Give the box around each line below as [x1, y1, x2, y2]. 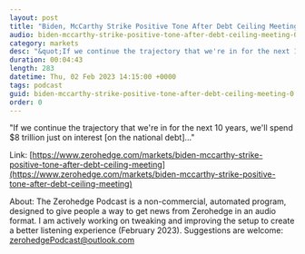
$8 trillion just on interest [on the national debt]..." [9, 132, 195, 143]
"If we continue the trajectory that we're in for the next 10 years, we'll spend [9, 122, 293, 133]
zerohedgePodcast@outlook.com [9, 235, 135, 246]
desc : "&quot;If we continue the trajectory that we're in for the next [9, 47, 290, 56]
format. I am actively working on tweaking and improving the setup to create [9, 215, 295, 227]
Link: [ [9, 150, 34, 161]
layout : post [9, 13, 59, 23]
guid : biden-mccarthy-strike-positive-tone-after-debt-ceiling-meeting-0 [9, 89, 295, 98]
